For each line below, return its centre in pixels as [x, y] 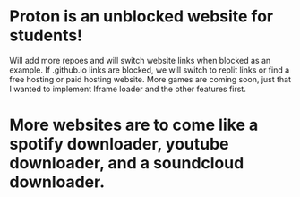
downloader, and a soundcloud [127, 163]
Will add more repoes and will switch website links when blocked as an [140, 60]
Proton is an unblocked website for [141, 17]
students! [46, 35]
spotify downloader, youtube [120, 144]
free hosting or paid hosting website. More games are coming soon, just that [150, 79]
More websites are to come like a [134, 125]
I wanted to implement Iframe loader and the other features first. [128, 89]
